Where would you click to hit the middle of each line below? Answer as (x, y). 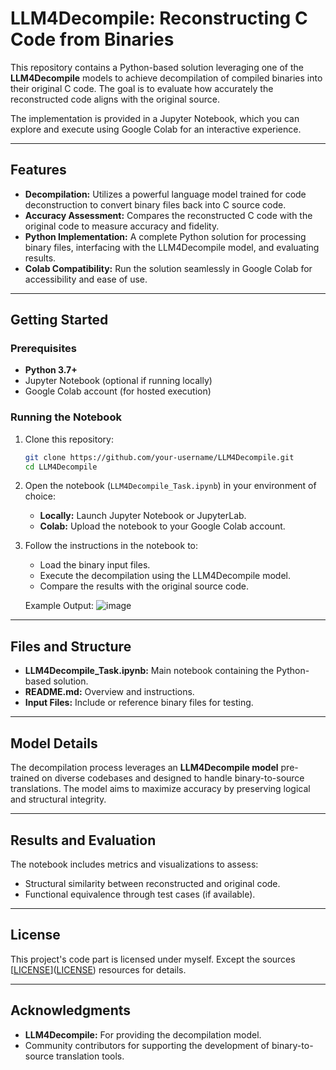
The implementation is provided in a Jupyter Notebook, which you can (155, 118)
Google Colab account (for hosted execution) (118, 391)
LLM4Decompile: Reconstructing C (159, 18)
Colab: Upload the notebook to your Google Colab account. (162, 526)
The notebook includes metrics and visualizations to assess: (134, 864)
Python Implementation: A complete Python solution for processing (165, 236)
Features (38, 170)
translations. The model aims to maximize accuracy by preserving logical (160, 789)
